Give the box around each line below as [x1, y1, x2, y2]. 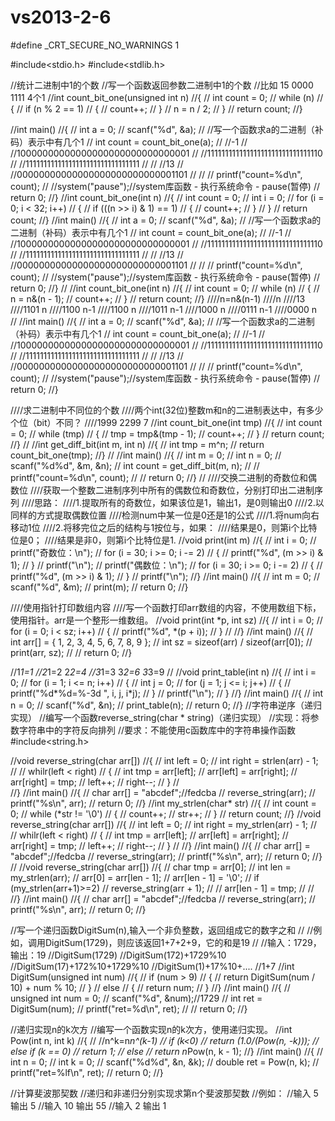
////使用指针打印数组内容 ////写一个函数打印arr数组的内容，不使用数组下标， [10, 601, 322, 613]
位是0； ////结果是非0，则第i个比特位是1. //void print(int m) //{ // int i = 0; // [10, 534, 317, 546]
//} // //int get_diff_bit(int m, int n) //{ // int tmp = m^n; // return [10, 438, 265, 450]
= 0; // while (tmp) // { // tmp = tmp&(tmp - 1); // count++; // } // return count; [10, 427, 325, 440]
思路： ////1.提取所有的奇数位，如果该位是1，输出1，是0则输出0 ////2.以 [34, 496, 325, 508]
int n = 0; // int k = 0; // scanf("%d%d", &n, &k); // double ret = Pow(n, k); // [10, 1056, 320, 1068]
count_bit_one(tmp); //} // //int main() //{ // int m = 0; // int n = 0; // [10, 449, 282, 461]
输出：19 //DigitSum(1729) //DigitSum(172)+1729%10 [10, 949, 227, 961]
